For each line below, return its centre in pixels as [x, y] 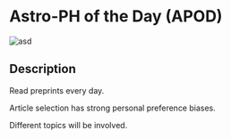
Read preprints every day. [57, 90]
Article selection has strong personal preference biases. [113, 108]
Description [43, 69]
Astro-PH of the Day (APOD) [116, 16]
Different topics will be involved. [68, 125]
